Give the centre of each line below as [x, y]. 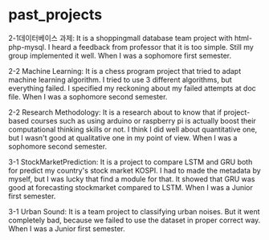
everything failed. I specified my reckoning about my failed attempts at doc [132, 88]
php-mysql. [27, 47]
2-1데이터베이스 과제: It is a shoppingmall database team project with [120, 38]
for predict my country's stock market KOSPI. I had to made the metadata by [134, 170]
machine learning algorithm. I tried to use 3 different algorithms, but [120, 79]
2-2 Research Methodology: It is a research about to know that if [115, 112]
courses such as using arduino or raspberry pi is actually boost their [144, 120]
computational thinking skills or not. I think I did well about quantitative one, [133, 129]
